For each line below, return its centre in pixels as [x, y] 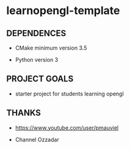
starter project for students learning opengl [69, 94]
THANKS [24, 113]
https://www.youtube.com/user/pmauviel [67, 128]
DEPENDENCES [36, 33]
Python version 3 [37, 60]
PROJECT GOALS [40, 79]
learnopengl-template [63, 11]
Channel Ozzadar [37, 139]
